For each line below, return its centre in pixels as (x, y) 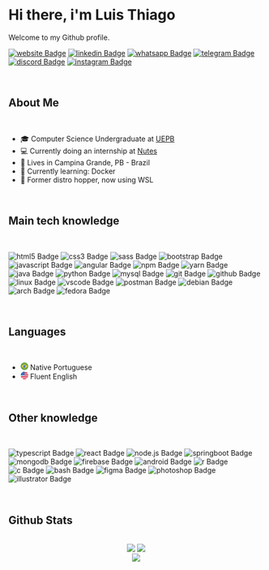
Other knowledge (53, 418)
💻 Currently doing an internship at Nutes (89, 151)
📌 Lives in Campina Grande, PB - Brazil (85, 162)
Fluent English (53, 377)
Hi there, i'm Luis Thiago (92, 15)
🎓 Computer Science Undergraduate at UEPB (97, 139)
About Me (34, 103)
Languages (37, 331)
